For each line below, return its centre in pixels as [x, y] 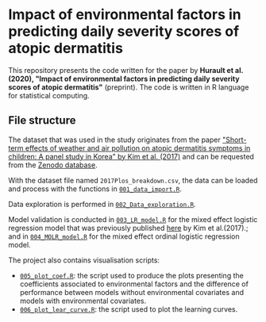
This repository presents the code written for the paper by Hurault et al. [126, 70]
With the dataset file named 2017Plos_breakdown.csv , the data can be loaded [133, 180]
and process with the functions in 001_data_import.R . [95, 189]
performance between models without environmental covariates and [132, 292]
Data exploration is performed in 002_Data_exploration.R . [102, 204]
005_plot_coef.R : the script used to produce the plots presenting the [131, 275]
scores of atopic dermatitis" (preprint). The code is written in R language [129, 87]
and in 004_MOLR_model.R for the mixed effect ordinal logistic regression [124, 236]
